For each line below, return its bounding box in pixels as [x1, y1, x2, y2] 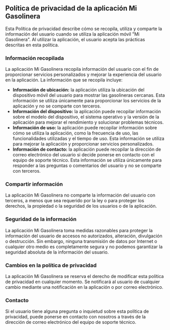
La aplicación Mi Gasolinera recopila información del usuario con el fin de [5, 66, 159, 72]
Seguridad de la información [5, 216, 77, 223]
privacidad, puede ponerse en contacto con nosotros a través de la [5, 314, 146, 320]
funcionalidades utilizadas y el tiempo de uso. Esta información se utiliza [12, 135, 165, 142]
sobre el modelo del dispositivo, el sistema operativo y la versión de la [12, 114, 159, 120]
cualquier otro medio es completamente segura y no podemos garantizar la [5, 243, 163, 250]
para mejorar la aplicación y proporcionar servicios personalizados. [12, 141, 154, 147]
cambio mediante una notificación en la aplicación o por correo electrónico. [5, 284, 163, 290]
